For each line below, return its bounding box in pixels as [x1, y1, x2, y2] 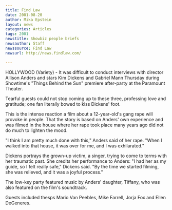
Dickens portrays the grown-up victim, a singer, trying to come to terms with [5, 152, 167, 159]
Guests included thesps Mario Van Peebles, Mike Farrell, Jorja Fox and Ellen [5, 194, 166, 200]
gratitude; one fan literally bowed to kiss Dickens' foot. [5, 101, 121, 107]
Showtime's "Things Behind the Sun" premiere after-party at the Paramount [5, 80, 165, 86]
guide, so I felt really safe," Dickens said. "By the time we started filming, [5, 163, 159, 169]
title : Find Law [5, 7, 40, 13]
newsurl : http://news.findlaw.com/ [5, 50, 82, 55]
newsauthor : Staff [5, 41, 45, 46]
